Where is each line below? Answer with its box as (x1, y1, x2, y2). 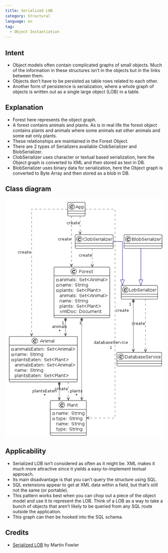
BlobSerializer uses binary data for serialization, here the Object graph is (12, 165, 163, 171)
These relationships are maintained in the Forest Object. (12, 138, 129, 144)
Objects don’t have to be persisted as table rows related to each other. (12, 78, 158, 84)
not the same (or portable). (12, 487, 69, 493)
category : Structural (5, 13, 51, 19)
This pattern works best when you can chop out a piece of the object (12, 492, 156, 498)
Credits (5, 528, 29, 537)
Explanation (5, 103, 44, 112)
